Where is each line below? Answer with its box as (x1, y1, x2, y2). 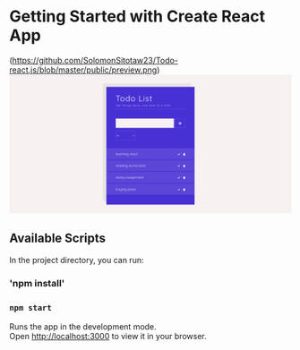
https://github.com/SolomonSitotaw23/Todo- (12, 55, 179, 65)
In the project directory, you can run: (9, 254, 144, 265)
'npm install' (9, 277, 65, 289)
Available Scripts (9, 231, 106, 246)
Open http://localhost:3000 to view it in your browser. (9, 331, 208, 342)
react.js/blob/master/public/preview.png (9, 64, 158, 75)
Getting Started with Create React (9, 6, 266, 27)
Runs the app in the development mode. (9, 321, 157, 332)
